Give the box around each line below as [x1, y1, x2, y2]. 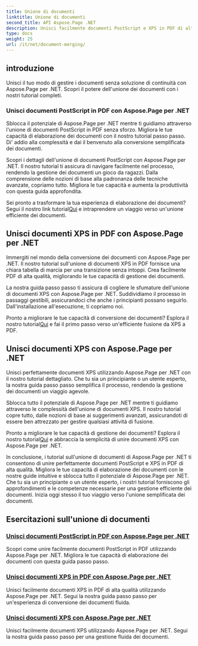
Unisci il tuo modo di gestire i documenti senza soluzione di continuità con [6, 79, 187, 86]
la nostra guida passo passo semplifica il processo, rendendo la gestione [6, 381, 184, 389]
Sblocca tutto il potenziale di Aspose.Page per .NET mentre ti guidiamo [6, 399, 179, 406]
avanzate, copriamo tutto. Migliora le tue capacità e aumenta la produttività [6, 181, 189, 188]
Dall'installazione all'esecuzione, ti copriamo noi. [6, 302, 124, 310]
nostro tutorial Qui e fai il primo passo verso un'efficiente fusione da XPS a [6, 320, 186, 328]
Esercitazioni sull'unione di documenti [6, 514, 150, 524]
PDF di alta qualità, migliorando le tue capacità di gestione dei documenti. [6, 272, 185, 279]
